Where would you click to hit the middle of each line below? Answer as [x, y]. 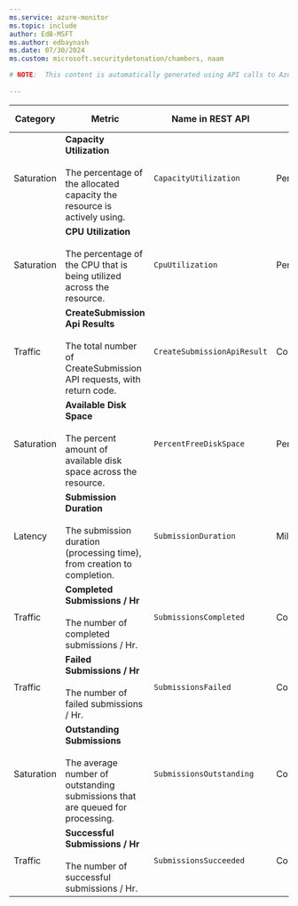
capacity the [91, 195]
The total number [101, 346]
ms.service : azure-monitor [59, 17]
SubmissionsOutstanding [204, 774]
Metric [105, 118]
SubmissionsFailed [192, 687]
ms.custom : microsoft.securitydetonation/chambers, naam [117, 59]
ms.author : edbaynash [49, 42]
